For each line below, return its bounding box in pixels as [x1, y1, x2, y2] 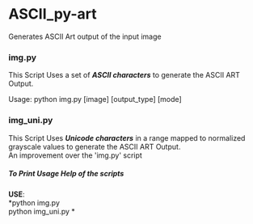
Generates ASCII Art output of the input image [8, 32, 162, 41]
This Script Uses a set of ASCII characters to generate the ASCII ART [8, 70, 241, 80]
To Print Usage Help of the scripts [8, 169, 124, 179]
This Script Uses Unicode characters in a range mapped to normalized [8, 133, 246, 142]
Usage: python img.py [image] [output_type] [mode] [8, 95, 182, 104]
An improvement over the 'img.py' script [8, 150, 143, 160]
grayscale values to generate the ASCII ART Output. [8, 142, 181, 151]
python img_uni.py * [8, 206, 75, 216]
